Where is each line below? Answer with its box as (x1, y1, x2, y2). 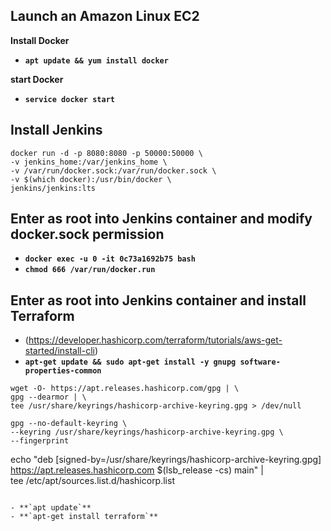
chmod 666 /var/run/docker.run (24, 265, 156, 275)
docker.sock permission (10, 226, 165, 243)
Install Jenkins (10, 122, 103, 139)
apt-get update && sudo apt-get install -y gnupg (24, 357, 237, 368)
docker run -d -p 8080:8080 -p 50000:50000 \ (10, 148, 203, 158)
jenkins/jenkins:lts (10, 183, 97, 193)
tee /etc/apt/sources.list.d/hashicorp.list (10, 475, 175, 487)
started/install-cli (24, 345, 95, 357)
